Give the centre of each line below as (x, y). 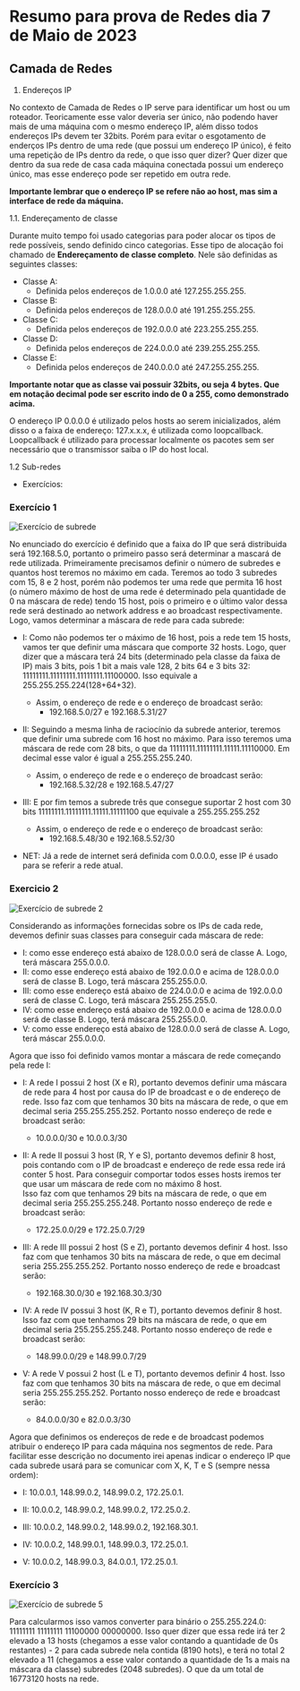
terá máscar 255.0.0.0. (64, 1038)
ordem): (24, 1474)
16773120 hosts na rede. (54, 1678)
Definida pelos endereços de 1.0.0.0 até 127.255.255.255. (141, 291)
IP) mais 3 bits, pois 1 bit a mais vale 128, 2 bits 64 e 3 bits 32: (136, 666)
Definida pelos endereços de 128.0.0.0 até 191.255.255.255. (146, 310)
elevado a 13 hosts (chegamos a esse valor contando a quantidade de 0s (144, 1640)
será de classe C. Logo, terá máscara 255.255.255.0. (120, 1000)
